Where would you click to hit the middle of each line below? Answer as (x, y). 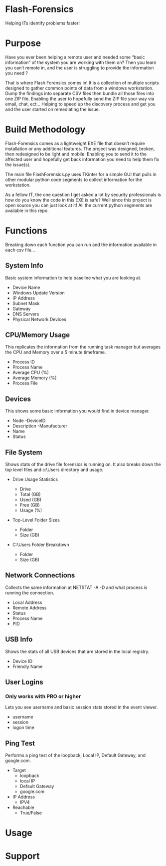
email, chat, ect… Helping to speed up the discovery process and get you (81, 104)
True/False (31, 813)
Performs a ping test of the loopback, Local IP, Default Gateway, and (76, 755)
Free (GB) (30, 505)
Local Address (27, 602)
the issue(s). (18, 164)
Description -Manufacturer (40, 426)
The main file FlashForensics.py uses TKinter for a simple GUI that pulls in (81, 174)
